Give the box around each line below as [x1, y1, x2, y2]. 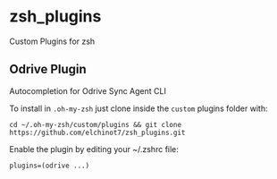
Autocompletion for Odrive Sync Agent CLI [9, 85, 167, 96]
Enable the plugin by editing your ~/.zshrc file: [9, 143, 179, 154]
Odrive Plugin [9, 62, 87, 77]
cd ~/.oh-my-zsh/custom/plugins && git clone [9, 120, 181, 129]
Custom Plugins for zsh [9, 36, 96, 47]
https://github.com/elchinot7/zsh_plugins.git [9, 128, 186, 137]
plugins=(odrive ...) [9, 161, 90, 170]
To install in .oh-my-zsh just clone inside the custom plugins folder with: [9, 103, 268, 114]
